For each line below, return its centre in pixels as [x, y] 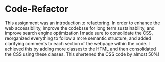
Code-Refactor [37, 9]
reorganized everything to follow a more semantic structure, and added [78, 38]
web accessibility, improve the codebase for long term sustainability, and [80, 28]
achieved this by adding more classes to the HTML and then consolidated [81, 49]
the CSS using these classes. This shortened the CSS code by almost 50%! [82, 54]
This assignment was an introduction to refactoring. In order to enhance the [82, 23]
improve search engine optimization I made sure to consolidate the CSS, [79, 33]
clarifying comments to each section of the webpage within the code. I [78, 43]
